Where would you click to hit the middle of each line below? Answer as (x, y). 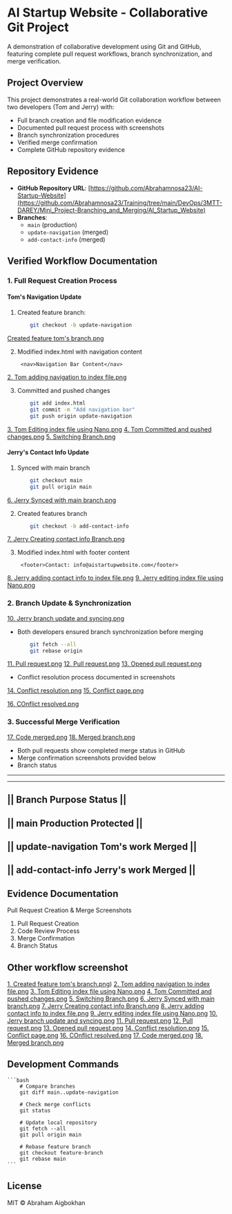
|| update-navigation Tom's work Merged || (102, 846)
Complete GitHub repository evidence (71, 149)
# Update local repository (58, 1123)
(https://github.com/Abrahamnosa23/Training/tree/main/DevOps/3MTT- (119, 202)
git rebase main (43, 1159)
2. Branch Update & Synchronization (69, 604)
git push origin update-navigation (81, 416)
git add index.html (58, 403)
